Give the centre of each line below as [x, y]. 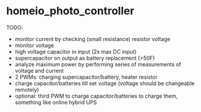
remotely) [27, 89]
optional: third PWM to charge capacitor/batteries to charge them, [96, 96]
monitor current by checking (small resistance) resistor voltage [93, 39]
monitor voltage [34, 45]
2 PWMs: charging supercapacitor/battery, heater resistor [86, 77]
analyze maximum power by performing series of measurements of [98, 64]
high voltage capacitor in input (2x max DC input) [76, 51]
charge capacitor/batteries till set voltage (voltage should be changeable [105, 83]
